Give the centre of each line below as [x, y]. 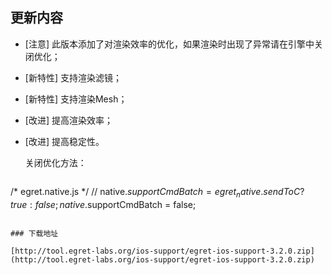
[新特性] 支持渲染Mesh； [76, 99]
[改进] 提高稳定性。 [64, 141]
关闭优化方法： [55, 162]
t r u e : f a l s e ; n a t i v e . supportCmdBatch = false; [103, 204]
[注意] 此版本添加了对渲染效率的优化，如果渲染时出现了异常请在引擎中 [169, 44]
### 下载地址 [34, 233]
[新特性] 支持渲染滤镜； [73, 77]
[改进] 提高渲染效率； [68, 120]
